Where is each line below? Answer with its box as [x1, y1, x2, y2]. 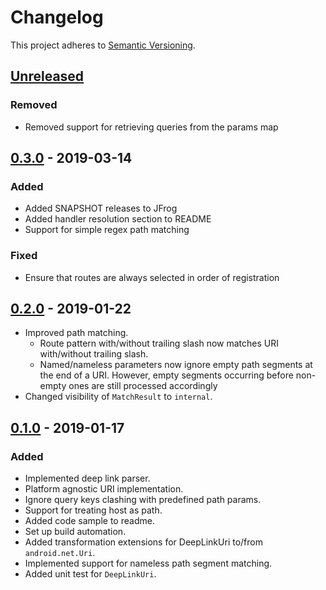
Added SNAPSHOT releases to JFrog [24, 202, 178, 215]
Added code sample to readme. [24, 515, 155, 527]
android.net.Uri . [24, 547, 96, 559]
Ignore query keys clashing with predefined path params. [24, 494, 262, 506]
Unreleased [10, 68, 85, 85]
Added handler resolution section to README [24, 213, 212, 225]
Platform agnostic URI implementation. [24, 483, 184, 495]
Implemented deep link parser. [24, 472, 151, 485]
